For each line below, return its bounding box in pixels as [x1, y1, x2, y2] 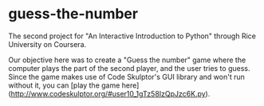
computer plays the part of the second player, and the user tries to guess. [8, 63, 250, 73]
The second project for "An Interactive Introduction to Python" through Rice [8, 31, 257, 41]
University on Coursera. [8, 39, 87, 49]
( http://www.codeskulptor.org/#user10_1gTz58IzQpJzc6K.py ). [8, 88, 211, 98]
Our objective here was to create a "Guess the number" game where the [8, 55, 246, 65]
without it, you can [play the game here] [8, 80, 140, 90]
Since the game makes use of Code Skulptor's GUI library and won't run [8, 72, 245, 81]
